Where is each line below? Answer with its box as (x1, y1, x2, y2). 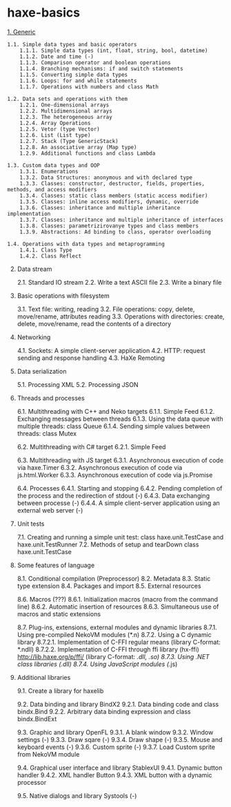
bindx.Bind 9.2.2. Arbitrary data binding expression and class (17, 707, 191, 716)
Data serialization (17, 367, 67, 375)
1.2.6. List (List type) (19, 131, 91, 139)
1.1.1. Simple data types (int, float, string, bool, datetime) (19, 47, 208, 54)
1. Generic (7, 28, 36, 36)
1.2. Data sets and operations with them (7, 95, 128, 102)
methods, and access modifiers (7, 186, 97, 193)
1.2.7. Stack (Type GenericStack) (19, 137, 119, 144)
